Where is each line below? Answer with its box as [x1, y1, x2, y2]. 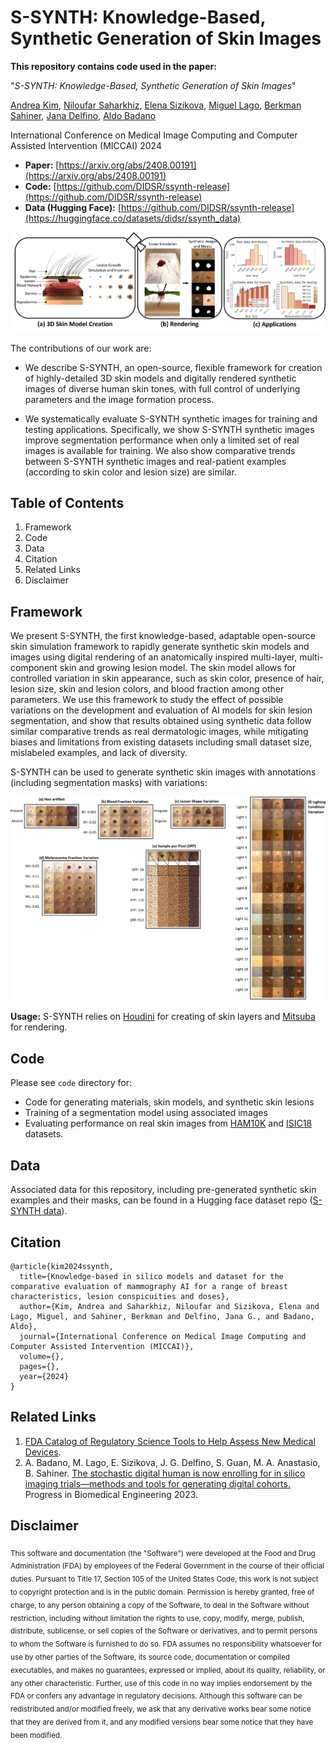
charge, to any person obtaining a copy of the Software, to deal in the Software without [10, 1600, 310, 1610]
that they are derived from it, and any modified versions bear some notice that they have [10, 1717, 314, 1727]
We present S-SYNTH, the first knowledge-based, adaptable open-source [10, 630, 316, 642]
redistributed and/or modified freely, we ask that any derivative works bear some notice [10, 1704, 312, 1714]
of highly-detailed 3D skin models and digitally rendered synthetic [24, 372, 297, 384]
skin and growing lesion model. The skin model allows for [59, 662, 297, 674]
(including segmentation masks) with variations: [10, 777, 208, 789]
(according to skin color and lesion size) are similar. [24, 466, 237, 478]
